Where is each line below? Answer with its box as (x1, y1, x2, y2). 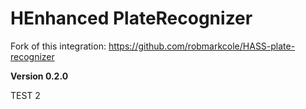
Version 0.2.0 (10, 70, 69, 82)
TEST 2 (10, 89, 41, 101)
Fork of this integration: (10, 40, 107, 52)
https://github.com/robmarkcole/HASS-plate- (108, 40, 296, 52)
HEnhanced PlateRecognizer (10, 7, 253, 30)
